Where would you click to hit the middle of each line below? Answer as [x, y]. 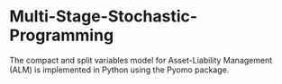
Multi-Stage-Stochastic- [104, 17]
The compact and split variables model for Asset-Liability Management [141, 60]
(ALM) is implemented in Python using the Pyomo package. [119, 70]
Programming [62, 35]
